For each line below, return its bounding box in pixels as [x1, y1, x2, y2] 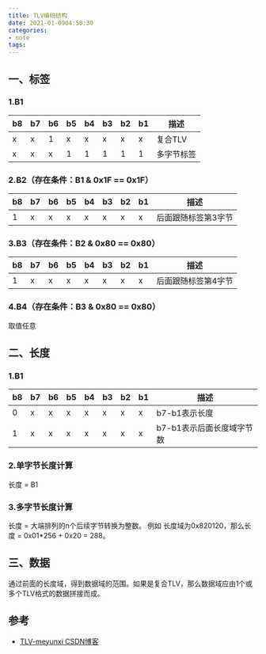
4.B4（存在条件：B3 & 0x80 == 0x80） [8, 302, 161, 313]
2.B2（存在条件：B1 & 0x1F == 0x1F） [8, 174, 154, 185]
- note [8, 33, 30, 42]
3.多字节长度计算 [8, 501, 74, 512]
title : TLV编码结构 [8, 11, 68, 20]
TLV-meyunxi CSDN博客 [19, 637, 99, 646]
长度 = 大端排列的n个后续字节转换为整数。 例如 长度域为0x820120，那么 [8, 520, 245, 530]
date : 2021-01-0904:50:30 [8, 19, 93, 27]
